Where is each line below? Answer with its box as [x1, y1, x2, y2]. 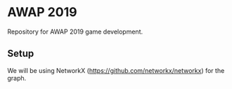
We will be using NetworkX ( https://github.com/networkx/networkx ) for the [7, 66, 225, 74]
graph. [7, 74, 27, 82]
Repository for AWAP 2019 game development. [7, 27, 143, 36]
